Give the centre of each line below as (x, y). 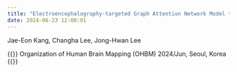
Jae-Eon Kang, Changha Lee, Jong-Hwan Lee (74, 40)
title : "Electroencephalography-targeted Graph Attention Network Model (116, 14)
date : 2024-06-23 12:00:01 (47, 20)
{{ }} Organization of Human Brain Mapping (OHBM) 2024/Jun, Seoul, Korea (117, 54)
